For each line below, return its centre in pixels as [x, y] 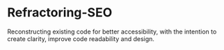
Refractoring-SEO [60, 13]
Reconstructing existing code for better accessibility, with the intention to [112, 32]
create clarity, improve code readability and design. [81, 38]
